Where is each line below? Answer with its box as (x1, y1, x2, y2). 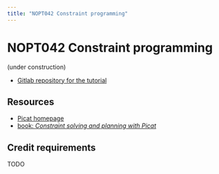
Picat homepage (17, 115, 64, 123)
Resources (7, 96, 55, 108)
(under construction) (7, 63, 66, 71)
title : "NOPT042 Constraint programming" (7, 10, 128, 17)
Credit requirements (7, 142, 96, 153)
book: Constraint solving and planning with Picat (17, 122, 157, 130)
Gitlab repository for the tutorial (17, 76, 107, 84)
